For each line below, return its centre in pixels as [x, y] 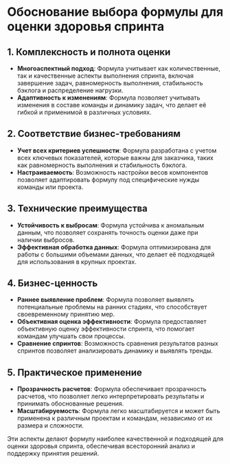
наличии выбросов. [46, 240]
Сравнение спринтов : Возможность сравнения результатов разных [117, 344]
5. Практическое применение [74, 372]
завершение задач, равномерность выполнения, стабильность [110, 83]
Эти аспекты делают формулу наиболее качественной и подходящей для [115, 439]
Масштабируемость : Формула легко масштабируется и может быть [118, 411]
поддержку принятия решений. [53, 454]
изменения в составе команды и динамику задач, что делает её [112, 105]
